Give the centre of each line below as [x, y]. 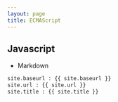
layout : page [26, 14]
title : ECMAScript [34, 20]
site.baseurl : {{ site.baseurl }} [59, 79]
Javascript [31, 49]
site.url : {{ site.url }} [47, 85]
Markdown [33, 66]
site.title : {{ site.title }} [53, 92]
